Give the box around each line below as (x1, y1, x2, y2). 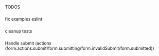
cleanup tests (5, 28, 33, 34)
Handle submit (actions (5, 40, 52, 46)
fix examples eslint (5, 16, 43, 22)
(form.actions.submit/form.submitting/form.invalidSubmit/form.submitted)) (5, 45, 155, 51)
